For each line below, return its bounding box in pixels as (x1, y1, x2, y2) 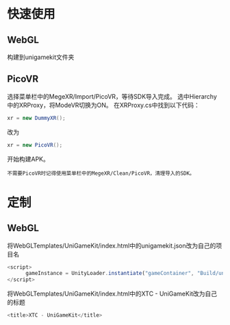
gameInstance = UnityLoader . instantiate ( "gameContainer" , (25, 270, 194, 277)
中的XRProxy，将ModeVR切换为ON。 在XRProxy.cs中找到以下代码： (7, 101, 200, 109)
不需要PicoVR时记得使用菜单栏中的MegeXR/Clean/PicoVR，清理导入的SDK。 (7, 169, 195, 177)
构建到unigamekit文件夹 (7, 53, 75, 61)
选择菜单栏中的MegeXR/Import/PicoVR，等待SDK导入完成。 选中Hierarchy (7, 92, 218, 100)
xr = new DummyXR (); (7, 115, 66, 121)
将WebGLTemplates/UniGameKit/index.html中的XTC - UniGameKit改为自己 (7, 289, 218, 298)
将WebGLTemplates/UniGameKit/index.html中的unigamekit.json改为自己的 (7, 241, 216, 250)
